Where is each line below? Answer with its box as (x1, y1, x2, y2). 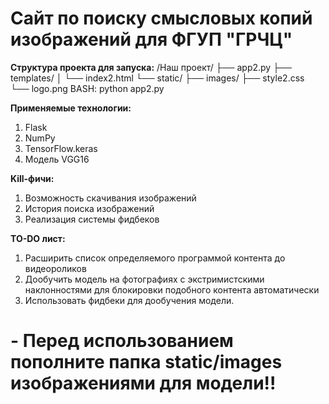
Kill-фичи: (10, 172, 55, 184)
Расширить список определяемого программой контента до (24, 252, 286, 264)
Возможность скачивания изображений (24, 192, 197, 204)
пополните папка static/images (10, 351, 283, 374)
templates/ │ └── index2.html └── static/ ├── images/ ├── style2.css (10, 72, 305, 84)
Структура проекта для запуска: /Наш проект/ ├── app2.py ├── (10, 61, 292, 73)
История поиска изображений (24, 202, 155, 214)
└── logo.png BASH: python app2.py (10, 82, 165, 94)
